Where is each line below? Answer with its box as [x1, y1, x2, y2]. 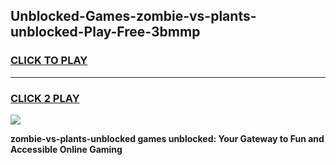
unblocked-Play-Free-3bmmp [10, 24, 201, 41]
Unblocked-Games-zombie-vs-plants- [10, 8, 257, 25]
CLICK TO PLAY [10, 54, 88, 68]
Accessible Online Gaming [10, 143, 123, 155]
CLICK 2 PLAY [10, 91, 80, 105]
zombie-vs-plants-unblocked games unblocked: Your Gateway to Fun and [10, 132, 325, 144]
